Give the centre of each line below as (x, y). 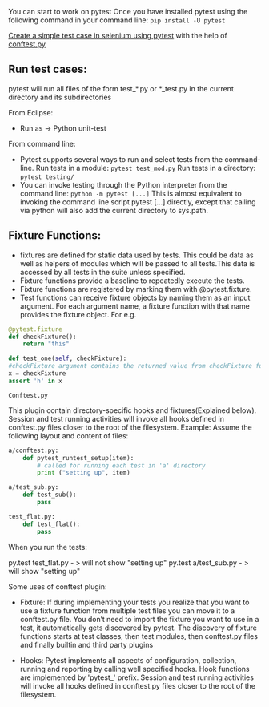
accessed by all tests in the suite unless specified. (102, 272)
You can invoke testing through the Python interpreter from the (123, 184)
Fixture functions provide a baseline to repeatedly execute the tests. (132, 281)
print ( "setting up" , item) (84, 473)
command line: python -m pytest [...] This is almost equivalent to (130, 193)
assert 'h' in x (35, 381)
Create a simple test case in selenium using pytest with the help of (118, 36)
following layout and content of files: (68, 435)
